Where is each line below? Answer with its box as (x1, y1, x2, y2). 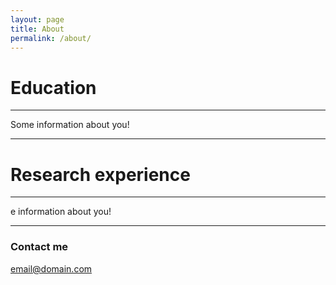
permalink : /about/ (10, 33, 92, 43)
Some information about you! (10, 119, 130, 131)
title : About (10, 24, 65, 34)
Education (10, 76, 97, 99)
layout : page (10, 14, 65, 25)
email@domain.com (10, 262, 93, 275)
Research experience (10, 163, 191, 186)
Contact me (10, 240, 69, 254)
